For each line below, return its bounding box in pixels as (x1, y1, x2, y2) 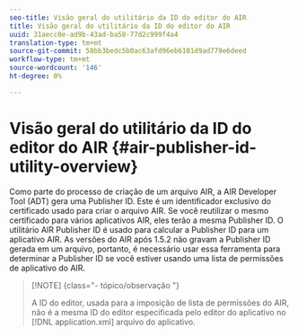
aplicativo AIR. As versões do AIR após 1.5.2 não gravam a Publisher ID (9, 234, 271, 244)
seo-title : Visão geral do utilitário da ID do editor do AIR (9, 13, 247, 22)
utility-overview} (9, 156, 139, 176)
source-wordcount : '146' (9, 64, 102, 73)
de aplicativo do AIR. (9, 262, 86, 273)
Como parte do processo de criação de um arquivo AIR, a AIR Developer (9, 186, 276, 197)
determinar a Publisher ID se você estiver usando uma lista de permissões (9, 252, 285, 263)
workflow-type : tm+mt (9, 55, 91, 64)
